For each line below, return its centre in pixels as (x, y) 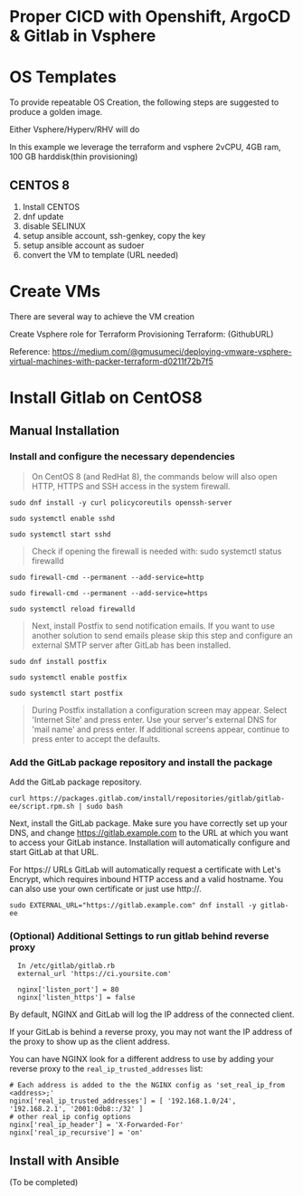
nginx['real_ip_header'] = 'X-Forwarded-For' (96, 1125)
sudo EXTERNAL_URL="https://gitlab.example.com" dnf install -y (133, 906)
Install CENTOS (51, 206)
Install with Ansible (65, 1160)
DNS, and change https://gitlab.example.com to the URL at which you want (149, 833)
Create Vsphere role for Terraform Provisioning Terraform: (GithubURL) (142, 334)
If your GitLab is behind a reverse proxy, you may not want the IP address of (151, 1032)
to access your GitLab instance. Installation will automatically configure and (150, 842)
